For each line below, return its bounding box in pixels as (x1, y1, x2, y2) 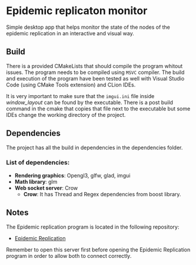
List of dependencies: (6, 159, 70, 167)
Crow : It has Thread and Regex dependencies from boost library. (23, 190, 181, 197)
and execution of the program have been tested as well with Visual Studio (6, 75, 185, 82)
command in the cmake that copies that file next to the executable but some (6, 105, 191, 112)
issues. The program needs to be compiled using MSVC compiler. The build (6, 69, 185, 76)
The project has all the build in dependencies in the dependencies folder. (6, 144, 183, 151)
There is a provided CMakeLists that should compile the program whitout (6, 62, 183, 69)
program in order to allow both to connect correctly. (6, 252, 132, 259)
